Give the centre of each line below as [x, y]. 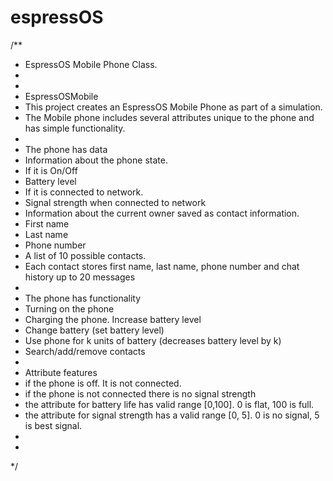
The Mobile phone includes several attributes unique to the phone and [169, 117]
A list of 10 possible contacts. [85, 255]
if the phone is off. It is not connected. [103, 383]
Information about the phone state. [96, 160]
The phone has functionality [83, 298]
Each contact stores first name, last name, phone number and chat [162, 266]
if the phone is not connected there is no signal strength [140, 393]
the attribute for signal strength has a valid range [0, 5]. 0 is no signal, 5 [172, 415]
